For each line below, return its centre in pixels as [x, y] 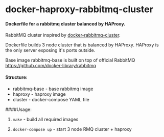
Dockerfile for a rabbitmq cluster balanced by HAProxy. [65, 23]
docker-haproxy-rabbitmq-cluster [79, 9]
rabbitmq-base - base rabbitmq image [53, 89]
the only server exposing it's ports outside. [50, 50]
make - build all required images [45, 119]
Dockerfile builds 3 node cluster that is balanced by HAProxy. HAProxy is [82, 45]
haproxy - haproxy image [39, 94]
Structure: [17, 77]
